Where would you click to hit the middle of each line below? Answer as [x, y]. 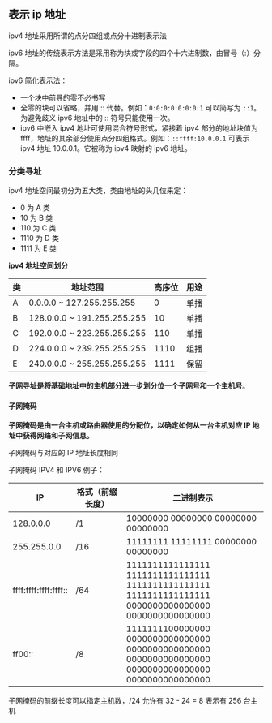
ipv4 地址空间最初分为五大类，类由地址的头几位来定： [98, 191]
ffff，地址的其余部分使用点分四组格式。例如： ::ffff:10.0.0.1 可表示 [135, 138]
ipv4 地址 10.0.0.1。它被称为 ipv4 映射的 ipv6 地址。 [106, 148]
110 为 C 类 [38, 228]
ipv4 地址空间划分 [38, 265]
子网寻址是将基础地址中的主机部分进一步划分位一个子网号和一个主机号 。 [129, 386]
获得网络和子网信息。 [58, 436]
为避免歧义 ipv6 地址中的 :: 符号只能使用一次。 [97, 118]
